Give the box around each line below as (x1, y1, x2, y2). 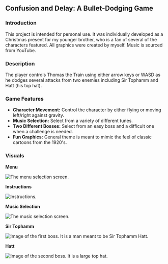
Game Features (5, 95, 44, 102)
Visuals (5, 152, 24, 159)
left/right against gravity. (12, 112, 65, 118)
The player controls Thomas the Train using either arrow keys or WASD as (5, 71, 161, 78)
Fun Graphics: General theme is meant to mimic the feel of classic (12, 134, 152, 140)
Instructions (5, 183, 32, 189)
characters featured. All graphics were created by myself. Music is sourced (5, 42, 163, 48)
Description (5, 60, 35, 67)
